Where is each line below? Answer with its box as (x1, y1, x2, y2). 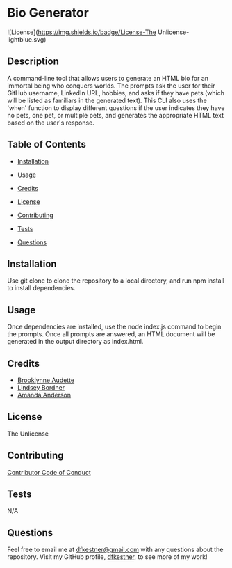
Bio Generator (7, 5, 89, 21)
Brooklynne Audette (17, 376, 75, 384)
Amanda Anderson (17, 391, 72, 399)
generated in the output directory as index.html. (7, 338, 144, 346)
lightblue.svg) (7, 35, 47, 43)
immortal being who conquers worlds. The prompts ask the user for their (7, 81, 215, 90)
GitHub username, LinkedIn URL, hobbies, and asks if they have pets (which (7, 88, 224, 97)
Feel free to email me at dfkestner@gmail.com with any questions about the (7, 545, 224, 554)
